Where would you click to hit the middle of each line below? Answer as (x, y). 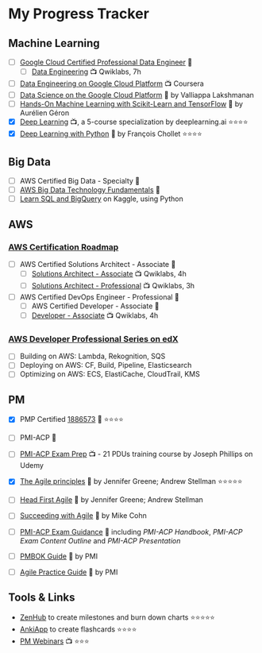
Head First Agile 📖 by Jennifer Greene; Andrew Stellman (112, 500)
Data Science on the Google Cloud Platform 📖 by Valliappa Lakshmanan (137, 95)
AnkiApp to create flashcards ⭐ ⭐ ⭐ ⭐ (78, 629)
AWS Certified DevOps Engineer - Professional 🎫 (100, 297)
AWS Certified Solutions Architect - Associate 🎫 (98, 264)
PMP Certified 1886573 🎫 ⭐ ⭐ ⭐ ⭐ (72, 419)
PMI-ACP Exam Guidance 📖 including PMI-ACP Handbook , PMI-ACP (131, 531)
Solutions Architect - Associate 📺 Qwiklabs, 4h (109, 273)
